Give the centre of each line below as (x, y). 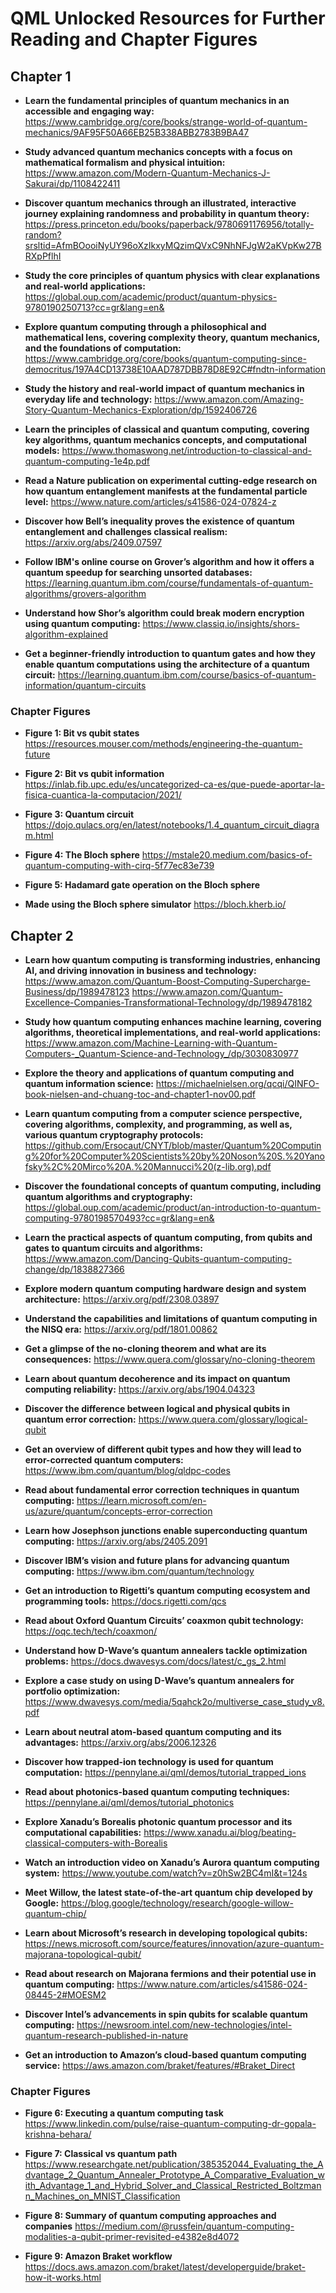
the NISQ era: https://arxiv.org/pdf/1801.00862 (121, 1329)
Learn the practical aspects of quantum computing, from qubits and (168, 1238)
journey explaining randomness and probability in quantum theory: (167, 213)
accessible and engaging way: (89, 111)
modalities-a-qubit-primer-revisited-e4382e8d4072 (132, 2237)
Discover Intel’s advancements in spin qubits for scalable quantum (166, 2014)
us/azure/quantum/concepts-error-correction (118, 1511)
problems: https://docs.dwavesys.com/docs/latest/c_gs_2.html (155, 1661)
